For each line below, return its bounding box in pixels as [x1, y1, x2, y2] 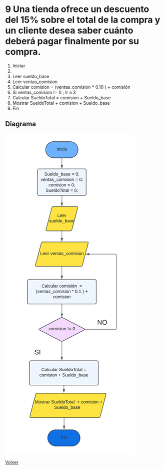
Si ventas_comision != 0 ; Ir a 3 [12, 89, 76, 95]
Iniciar [12, 63, 25, 69]
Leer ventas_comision [12, 79, 58, 85]
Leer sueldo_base [12, 73, 49, 79]
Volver [5, 459, 18, 465]
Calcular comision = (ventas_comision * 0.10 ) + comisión [12, 84, 130, 90]
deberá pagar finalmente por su [5, 36, 139, 47]
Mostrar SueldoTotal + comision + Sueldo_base [12, 100, 110, 106]
